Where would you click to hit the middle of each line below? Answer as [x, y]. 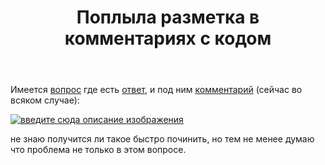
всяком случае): [45, 100]
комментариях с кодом [168, 38]
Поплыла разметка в [168, 17]
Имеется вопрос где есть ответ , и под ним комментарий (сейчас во [156, 90]
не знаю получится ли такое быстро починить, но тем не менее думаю [162, 139]
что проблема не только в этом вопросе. [98, 150]
